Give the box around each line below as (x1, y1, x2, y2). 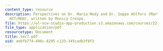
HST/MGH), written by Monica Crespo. (9, 16, 86, 21)
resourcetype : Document (5, 30, 53, 34)
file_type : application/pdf (5, 25, 62, 30)
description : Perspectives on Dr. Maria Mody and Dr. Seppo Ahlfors (5, 12, 147, 17)
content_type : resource (5, 7, 53, 12)
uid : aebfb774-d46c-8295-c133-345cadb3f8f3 (5, 39, 95, 44)
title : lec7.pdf (5, 34, 38, 39)
